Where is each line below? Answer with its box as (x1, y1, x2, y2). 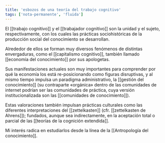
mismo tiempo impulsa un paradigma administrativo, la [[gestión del (5, 76, 144, 82)
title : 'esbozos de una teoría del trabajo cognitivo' (5, 7, 121, 12)
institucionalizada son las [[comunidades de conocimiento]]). (5, 92, 130, 98)
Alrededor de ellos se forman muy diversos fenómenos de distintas (5, 46, 143, 52)
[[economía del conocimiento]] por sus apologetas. (5, 56, 110, 62)
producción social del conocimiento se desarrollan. (5, 36, 110, 42)
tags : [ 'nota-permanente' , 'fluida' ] (5, 12, 83, 17)
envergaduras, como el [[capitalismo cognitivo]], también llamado (5, 51, 140, 57)
